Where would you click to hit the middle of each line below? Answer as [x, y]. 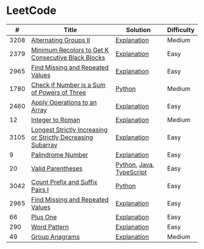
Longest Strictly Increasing [70, 129]
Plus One [44, 217]
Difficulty [181, 30]
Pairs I [40, 189]
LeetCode [31, 11]
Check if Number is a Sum [68, 84]
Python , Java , [135, 165]
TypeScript [131, 172]
